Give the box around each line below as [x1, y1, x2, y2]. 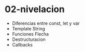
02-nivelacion [5, 4, 65, 15]
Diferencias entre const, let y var [12, 20, 80, 26]
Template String [12, 25, 45, 31]
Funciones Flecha [12, 31, 49, 37]
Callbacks [12, 41, 33, 47]
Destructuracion [12, 36, 46, 42]
